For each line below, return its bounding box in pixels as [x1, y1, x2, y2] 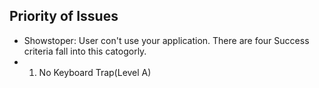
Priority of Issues [9, 8, 119, 25]
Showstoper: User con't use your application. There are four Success [23, 34, 310, 46]
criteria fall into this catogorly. [23, 45, 147, 57]
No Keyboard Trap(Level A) [38, 66, 152, 78]
